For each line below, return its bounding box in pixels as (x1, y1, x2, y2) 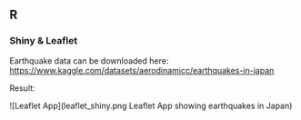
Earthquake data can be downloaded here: (9, 55, 169, 66)
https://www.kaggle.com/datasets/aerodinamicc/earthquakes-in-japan (9, 65, 275, 75)
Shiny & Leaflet (9, 35, 78, 47)
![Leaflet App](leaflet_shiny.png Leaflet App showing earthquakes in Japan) (9, 100, 293, 111)
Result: (9, 82, 35, 94)
